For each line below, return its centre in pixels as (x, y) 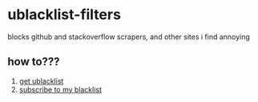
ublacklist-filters (64, 15)
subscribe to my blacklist (60, 89)
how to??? (34, 62)
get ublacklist (41, 80)
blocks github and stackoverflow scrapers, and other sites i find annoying (129, 37)
